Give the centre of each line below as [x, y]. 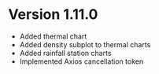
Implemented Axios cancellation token [81, 61]
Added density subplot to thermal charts [85, 44]
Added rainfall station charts [65, 53]
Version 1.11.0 [53, 15]
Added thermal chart [53, 36]
